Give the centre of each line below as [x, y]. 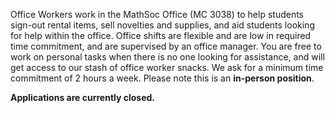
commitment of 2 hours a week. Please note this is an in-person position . [162, 78]
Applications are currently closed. [83, 97]
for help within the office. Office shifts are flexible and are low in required [161, 35]
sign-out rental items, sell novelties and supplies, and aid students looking [162, 25]
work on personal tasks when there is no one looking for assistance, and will [167, 57]
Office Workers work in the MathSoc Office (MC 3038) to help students [157, 14]
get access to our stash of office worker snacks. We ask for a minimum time [167, 67]
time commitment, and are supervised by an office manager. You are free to [166, 46]
